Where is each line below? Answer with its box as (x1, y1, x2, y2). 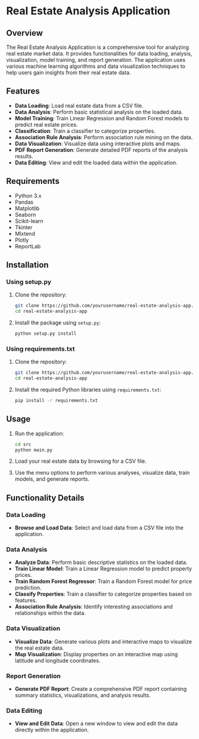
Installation (6, 260, 49, 270)
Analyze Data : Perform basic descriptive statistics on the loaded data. (14, 559, 188, 566)
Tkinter (14, 223, 33, 230)
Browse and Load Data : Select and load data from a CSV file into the (14, 524, 184, 531)
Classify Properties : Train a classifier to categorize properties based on (14, 591, 192, 598)
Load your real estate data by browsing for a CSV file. (14, 457, 147, 465)
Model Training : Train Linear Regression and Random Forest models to (14, 114, 189, 121)
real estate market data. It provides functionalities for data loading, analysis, (6, 50, 192, 57)
